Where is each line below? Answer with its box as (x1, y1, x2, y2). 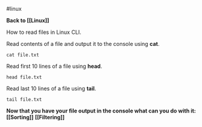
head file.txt (6, 74, 43, 80)
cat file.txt (6, 52, 40, 58)
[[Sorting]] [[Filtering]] (6, 114, 65, 120)
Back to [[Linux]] (6, 17, 50, 24)
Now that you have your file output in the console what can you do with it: (6, 107, 197, 114)
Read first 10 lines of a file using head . (6, 63, 102, 70)
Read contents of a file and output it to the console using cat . (6, 41, 160, 47)
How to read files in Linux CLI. (6, 28, 82, 36)
